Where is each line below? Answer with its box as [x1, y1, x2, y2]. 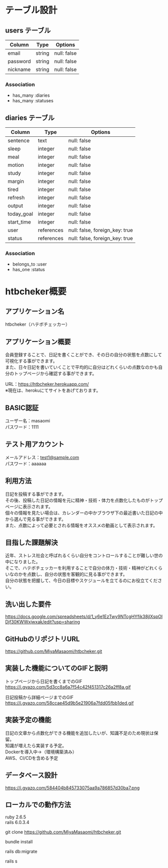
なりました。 [13, 559, 40, 565]
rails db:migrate [5, 848, 37, 854]
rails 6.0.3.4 [5, 819, 29, 825]
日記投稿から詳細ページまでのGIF [5, 694, 74, 700]
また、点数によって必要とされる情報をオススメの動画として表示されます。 [5, 522, 158, 528]
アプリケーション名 [5, 307, 64, 316]
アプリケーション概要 [5, 337, 71, 346]
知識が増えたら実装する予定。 [5, 742, 66, 748]
